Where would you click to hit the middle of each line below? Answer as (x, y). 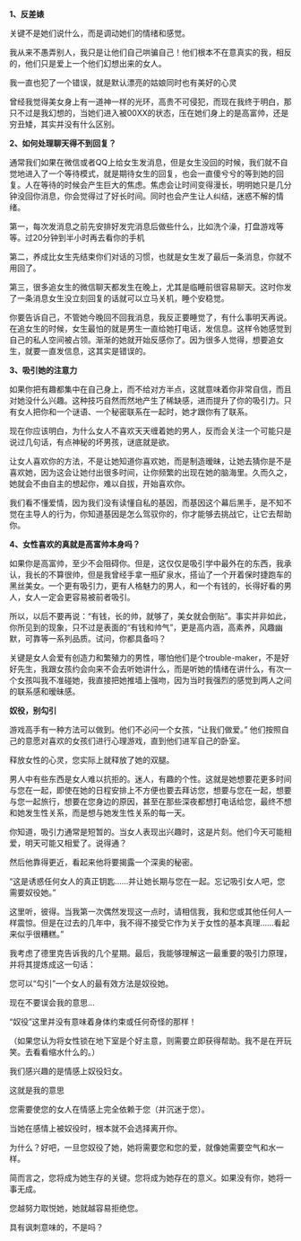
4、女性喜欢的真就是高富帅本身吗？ (75, 544)
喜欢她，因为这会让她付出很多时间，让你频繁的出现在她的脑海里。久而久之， (150, 472)
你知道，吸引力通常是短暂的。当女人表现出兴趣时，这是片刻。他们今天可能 (146, 832)
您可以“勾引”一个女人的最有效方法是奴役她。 (91, 984)
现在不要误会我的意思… (52, 1002)
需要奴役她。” (33, 892)
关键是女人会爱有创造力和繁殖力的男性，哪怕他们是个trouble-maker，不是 (146, 658)
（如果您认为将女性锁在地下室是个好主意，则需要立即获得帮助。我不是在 (142, 1041)
